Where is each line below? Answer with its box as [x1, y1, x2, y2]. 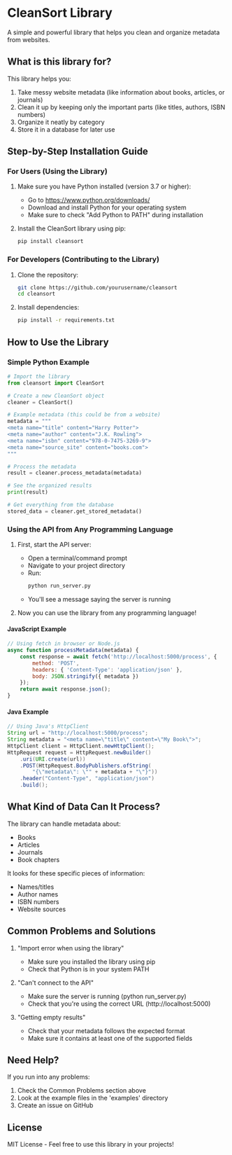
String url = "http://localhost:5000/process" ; [7, 730, 149, 737]
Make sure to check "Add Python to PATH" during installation [27, 211, 204, 219]
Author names [17, 890, 59, 898]
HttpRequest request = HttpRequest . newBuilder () [7, 749, 152, 756]
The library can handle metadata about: [7, 819, 121, 828]
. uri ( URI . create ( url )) [20, 755, 86, 763]
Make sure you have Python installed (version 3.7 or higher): [17, 182, 191, 191]
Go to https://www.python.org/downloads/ [27, 196, 150, 205]
